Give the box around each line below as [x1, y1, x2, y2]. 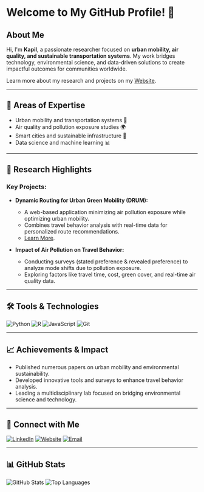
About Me [6, 30, 44, 40]
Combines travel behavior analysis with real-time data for [24, 221, 168, 229]
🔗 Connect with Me [6, 419, 80, 429]
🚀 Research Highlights [6, 164, 92, 175]
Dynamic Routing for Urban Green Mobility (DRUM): [15, 196, 149, 204]
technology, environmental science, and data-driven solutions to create [6, 59, 185, 66]
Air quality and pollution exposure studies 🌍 [15, 123, 126, 130]
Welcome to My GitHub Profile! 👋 [6, 5, 175, 19]
